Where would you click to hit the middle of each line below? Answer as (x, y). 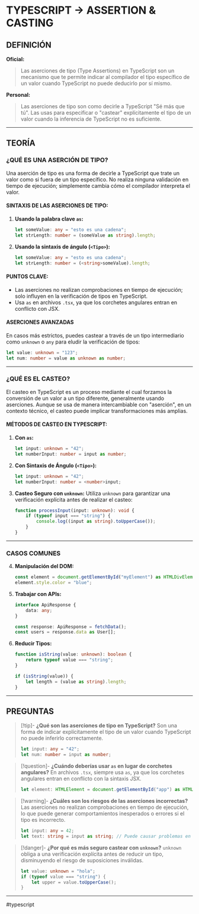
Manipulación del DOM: (44, 566)
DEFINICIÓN (29, 45)
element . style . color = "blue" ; (53, 583)
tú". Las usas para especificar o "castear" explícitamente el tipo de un (106, 113)
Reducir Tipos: (33, 644)
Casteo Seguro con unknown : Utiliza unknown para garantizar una (92, 493)
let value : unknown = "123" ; (42, 352)
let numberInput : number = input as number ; (70, 454)
